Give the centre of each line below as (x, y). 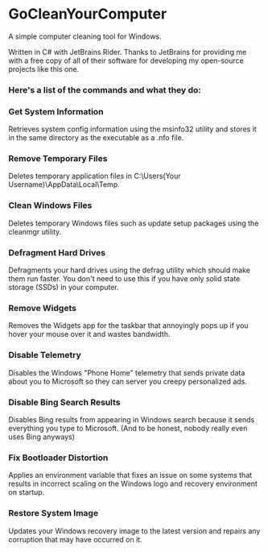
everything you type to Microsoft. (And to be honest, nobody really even (128, 428)
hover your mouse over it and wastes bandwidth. (89, 334)
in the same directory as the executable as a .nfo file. (96, 138)
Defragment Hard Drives (57, 252)
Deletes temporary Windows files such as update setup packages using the (134, 223)
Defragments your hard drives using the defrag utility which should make (130, 270)
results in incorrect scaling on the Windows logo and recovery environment (133, 484)
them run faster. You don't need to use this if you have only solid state (124, 279)
